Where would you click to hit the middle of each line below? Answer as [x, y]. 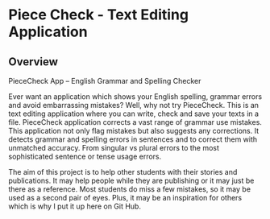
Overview [33, 62]
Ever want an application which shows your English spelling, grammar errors [135, 97]
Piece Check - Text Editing [99, 15]
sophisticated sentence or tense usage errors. [85, 156]
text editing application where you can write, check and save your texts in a [134, 114]
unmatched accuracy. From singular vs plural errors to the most [114, 148]
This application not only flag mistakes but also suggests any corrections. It [134, 131]
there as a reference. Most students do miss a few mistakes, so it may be [130, 189]
